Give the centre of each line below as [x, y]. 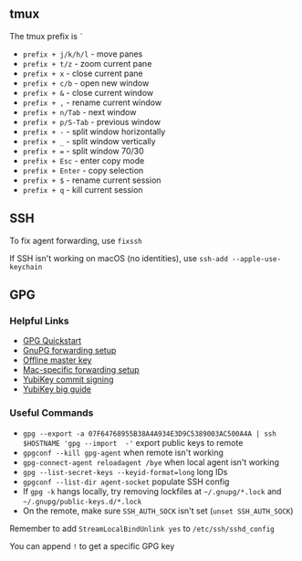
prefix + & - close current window [88, 92]
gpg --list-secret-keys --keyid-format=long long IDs [125, 471]
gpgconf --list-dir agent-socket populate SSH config [126, 482]
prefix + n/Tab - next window [79, 111]
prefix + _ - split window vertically [89, 141]
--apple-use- [256, 259]
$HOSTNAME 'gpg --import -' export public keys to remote [133, 442]
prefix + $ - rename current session [92, 180]
